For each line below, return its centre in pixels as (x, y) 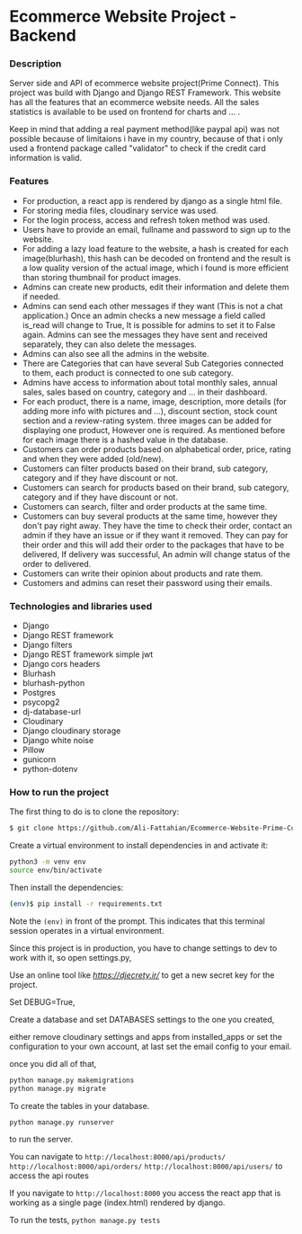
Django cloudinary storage (71, 731)
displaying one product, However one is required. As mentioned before (154, 430)
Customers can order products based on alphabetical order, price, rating (156, 449)
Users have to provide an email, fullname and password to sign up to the (156, 229)
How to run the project (59, 792)
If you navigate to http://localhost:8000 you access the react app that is (145, 1193)
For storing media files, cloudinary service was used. (120, 210)
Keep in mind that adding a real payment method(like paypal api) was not (145, 129)
